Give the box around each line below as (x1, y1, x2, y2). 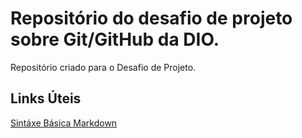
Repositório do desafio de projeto (10, 7, 293, 30)
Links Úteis (10, 90, 82, 107)
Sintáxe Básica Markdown (10, 117, 118, 129)
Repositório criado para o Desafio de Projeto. (10, 61, 197, 73)
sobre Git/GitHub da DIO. (10, 28, 220, 51)
